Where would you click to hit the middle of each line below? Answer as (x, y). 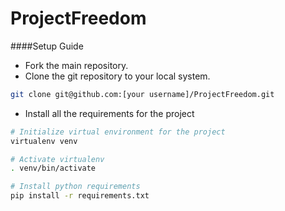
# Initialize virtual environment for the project (118, 132)
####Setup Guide (47, 46)
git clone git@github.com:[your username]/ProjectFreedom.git (142, 94)
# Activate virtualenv (57, 159)
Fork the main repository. (76, 65)
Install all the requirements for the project (109, 113)
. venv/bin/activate (53, 168)
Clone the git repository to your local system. (117, 76)
